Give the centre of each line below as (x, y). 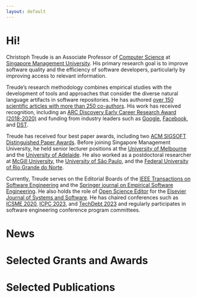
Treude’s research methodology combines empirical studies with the (89, 87)
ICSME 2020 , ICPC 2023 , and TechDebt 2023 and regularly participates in (96, 203)
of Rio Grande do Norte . (35, 167)
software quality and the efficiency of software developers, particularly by (96, 69)
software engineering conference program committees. (73, 210)
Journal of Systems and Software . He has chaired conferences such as (92, 197)
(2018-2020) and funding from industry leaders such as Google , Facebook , (97, 118)
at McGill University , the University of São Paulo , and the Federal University (97, 161)
